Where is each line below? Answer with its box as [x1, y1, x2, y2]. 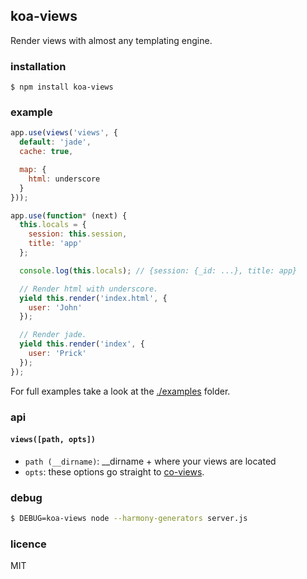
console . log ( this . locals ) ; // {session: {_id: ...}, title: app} [19, 265, 298, 276]
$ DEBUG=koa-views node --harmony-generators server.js [10, 514, 248, 524]
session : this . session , [28, 229, 128, 239]
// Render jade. [19, 330, 87, 340]
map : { [19, 165, 47, 175]
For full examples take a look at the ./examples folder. [10, 385, 231, 397]
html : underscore [28, 174, 101, 184]
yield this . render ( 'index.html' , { [19, 293, 168, 303]
